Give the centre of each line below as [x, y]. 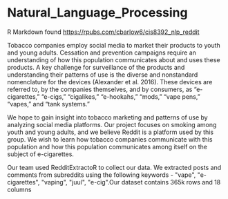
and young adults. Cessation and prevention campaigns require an [102, 53]
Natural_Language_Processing [97, 13]
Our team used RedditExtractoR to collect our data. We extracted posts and [114, 167]
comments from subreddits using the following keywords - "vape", [102, 175]
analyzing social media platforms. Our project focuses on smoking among [112, 124]
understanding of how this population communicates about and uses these [114, 59]
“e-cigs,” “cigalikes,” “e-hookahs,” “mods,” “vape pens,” [121, 96]
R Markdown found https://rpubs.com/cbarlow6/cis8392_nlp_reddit [103, 32]
